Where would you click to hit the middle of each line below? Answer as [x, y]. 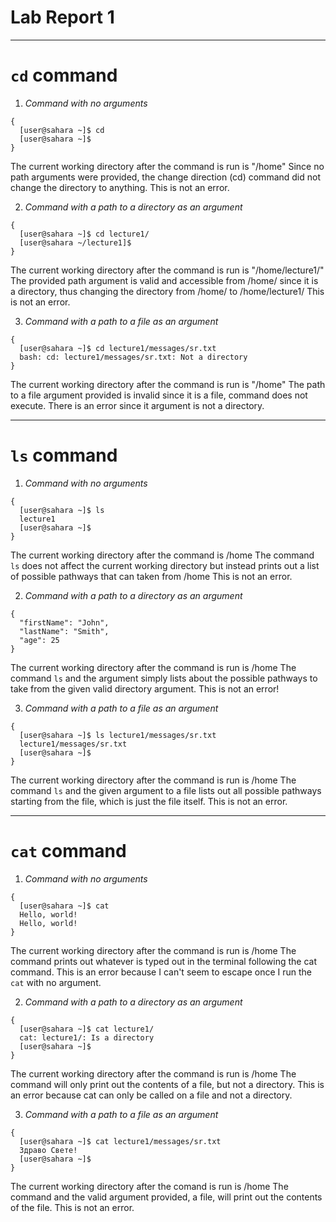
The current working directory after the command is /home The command [162, 555]
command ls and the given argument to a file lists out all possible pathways [166, 790]
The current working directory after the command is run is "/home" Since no [167, 166]
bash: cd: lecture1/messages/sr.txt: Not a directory [133, 357]
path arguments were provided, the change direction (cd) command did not [166, 177]
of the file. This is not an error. [72, 1207]
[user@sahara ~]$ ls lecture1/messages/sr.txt [118, 735]
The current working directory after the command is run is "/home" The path [168, 384]
